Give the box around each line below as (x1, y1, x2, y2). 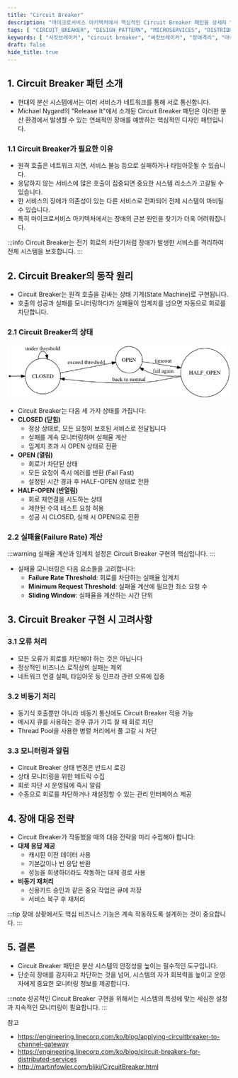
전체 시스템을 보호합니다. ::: (7, 247, 83, 256)
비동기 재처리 (17, 877, 55, 885)
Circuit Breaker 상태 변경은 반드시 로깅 (17, 764, 126, 772)
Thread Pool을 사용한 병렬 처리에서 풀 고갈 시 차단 (17, 726, 157, 734)
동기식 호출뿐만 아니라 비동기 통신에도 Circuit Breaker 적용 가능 (17, 708, 193, 717)
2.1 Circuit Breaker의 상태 (7, 327, 93, 336)
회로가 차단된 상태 (28, 459, 78, 467)
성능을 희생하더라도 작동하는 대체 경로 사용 (28, 868, 147, 877)
